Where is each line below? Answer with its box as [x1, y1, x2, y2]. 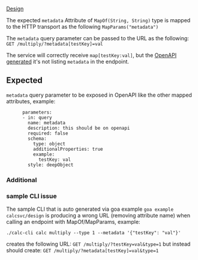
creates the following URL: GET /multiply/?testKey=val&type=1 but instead [6, 240, 191, 248]
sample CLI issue [6, 192, 57, 200]
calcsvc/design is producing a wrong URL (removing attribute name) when [6, 212, 191, 219]
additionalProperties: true [32, 146, 103, 152]
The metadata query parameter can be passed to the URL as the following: [6, 35, 189, 41]
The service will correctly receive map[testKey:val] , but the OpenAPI [6, 52, 177, 59]
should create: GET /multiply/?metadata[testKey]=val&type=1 [6, 247, 159, 254]
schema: [28, 135, 47, 142]
